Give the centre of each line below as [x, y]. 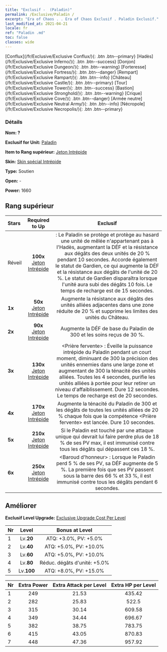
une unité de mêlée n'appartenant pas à [107, 241]
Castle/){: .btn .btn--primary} [84, 82]
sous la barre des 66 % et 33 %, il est [107, 476]
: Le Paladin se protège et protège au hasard [107, 235]
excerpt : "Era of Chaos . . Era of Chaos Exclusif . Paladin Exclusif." [82, 19]
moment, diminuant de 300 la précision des [107, 358]
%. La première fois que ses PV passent [107, 469]
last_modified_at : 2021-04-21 [37, 24]
